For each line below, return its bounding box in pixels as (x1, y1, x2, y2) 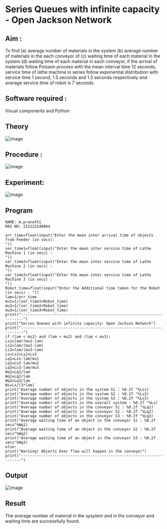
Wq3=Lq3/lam (5, 378, 30, 383)
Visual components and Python (5, 107, 70, 114)
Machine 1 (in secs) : (5, 250, 53, 255)
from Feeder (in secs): (5, 237, 55, 242)
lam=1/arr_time (5, 295, 37, 300)
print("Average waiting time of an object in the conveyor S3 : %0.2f (5, 436, 156, 441)
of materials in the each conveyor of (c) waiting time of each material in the (5, 53, 160, 59)
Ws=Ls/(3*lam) (5, 383, 35, 388)
